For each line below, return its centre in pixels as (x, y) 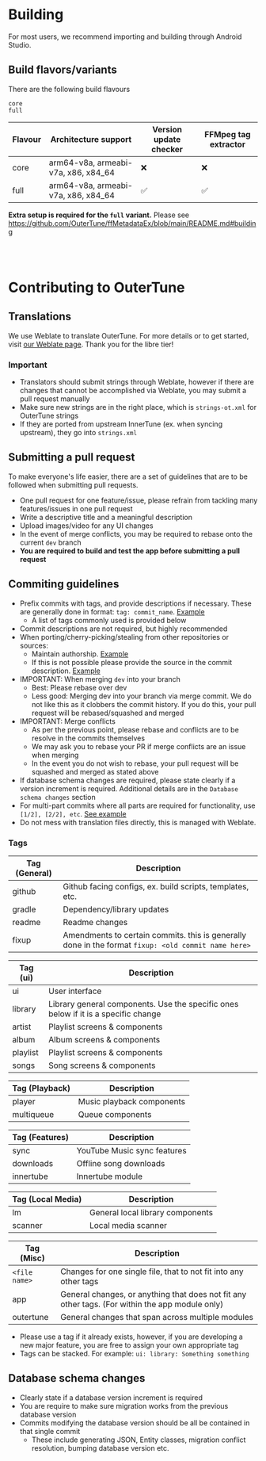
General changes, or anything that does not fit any (154, 1294)
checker (167, 149)
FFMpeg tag (228, 134)
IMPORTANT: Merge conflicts (68, 721)
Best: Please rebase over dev (79, 687)
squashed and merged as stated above (95, 771)
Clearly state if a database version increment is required (111, 1398)
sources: (34, 645)
